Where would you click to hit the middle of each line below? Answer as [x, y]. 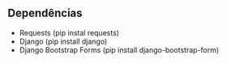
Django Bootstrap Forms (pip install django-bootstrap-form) [119, 50]
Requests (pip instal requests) [69, 32]
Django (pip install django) [63, 41]
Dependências [45, 13]
